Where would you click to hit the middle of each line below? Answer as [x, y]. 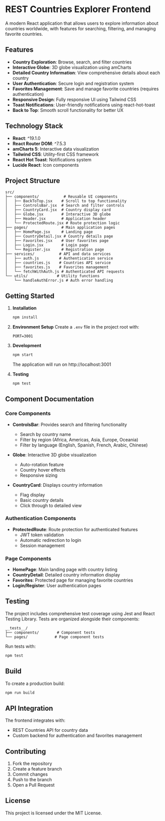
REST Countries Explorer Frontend [78, 9]
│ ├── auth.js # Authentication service [59, 259]
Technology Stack [34, 126]
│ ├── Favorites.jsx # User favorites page [57, 241]
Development [27, 346]
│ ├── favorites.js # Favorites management [57, 267]
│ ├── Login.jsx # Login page [47, 245]
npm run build [20, 692]
